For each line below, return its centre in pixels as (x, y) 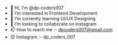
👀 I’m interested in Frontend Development (54, 13)
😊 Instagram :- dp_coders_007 (43, 37)
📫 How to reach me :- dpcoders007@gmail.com (61, 30)
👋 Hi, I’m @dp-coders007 (37, 8)
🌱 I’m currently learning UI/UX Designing (53, 18)
